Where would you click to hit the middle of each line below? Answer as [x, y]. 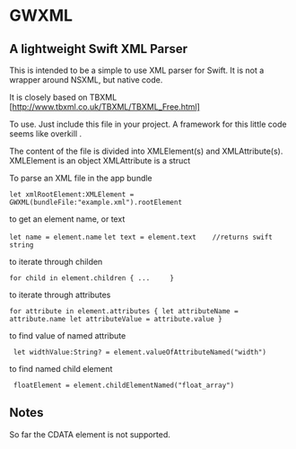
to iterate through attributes [60, 295]
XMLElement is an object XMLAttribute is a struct [100, 161]
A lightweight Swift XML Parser [99, 49]
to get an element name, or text [67, 219]
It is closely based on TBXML [63, 97]
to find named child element [61, 369]
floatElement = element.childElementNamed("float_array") [124, 385]
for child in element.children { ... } [92, 278]
